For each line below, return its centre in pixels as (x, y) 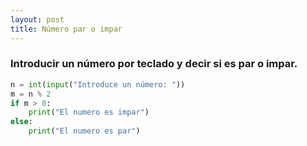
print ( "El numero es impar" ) (89, 112)
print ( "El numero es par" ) (84, 131)
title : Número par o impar (66, 29)
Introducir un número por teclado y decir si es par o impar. (154, 64)
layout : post (37, 19)
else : (21, 122)
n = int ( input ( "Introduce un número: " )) (98, 84)
